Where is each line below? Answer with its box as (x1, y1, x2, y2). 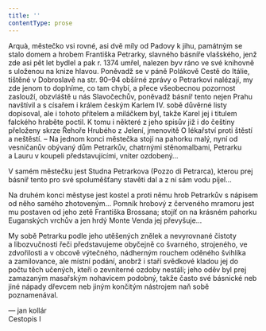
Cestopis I (8, 313, 41, 323)
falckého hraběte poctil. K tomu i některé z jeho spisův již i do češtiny (8, 117, 235, 127)
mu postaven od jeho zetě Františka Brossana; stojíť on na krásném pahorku (8, 207, 257, 216)
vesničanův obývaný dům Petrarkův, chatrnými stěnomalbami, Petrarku (8, 142, 242, 152)
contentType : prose (8, 19, 73, 27)
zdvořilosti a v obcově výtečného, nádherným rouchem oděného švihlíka (8, 247, 246, 257)
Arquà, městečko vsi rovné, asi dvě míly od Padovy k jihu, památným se (8, 41, 243, 50)
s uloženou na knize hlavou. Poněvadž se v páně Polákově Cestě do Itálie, (8, 66, 250, 76)
